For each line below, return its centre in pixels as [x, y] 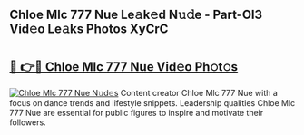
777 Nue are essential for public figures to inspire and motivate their [137, 113]
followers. [28, 122]
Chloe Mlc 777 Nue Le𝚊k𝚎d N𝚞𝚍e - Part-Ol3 [136, 15]
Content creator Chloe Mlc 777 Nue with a [199, 93]
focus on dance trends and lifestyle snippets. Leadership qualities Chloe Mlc [152, 103]
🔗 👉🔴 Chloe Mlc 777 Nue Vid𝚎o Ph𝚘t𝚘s [124, 67]
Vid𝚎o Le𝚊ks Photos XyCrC [89, 29]
